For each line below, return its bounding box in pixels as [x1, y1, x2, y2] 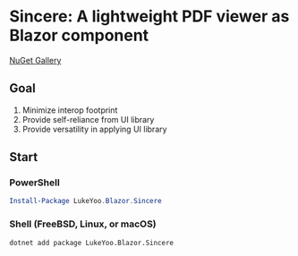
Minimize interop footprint [21, 105, 118, 115]
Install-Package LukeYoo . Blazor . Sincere [9, 197, 163, 206]
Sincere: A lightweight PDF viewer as [9, 6, 290, 27]
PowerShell [9, 176, 60, 189]
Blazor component [9, 25, 149, 46]
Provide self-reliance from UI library [21, 114, 155, 124]
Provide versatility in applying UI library [21, 124, 167, 134]
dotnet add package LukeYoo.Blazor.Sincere [9, 238, 175, 247]
